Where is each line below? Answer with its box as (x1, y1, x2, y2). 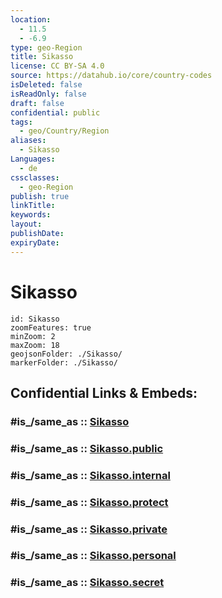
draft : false (10, 98, 65, 108)
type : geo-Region (10, 42, 83, 53)
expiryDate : (10, 237, 60, 248)
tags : (10, 117, 33, 127)
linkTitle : (10, 201, 56, 211)
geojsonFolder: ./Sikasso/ (10, 349, 123, 359)
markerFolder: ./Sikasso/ (10, 357, 118, 368)
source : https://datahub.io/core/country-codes (10, 71, 213, 81)
